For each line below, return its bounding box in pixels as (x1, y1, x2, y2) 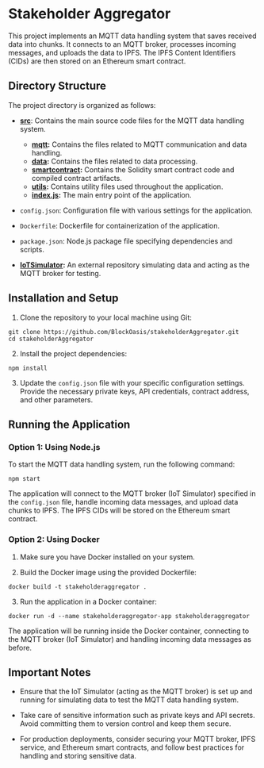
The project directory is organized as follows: (8, 100, 156, 109)
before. (8, 643, 33, 652)
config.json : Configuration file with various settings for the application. (19, 205, 253, 215)
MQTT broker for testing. (19, 268, 101, 278)
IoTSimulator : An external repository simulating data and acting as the (19, 259, 250, 270)
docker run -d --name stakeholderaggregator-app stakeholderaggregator (8, 612, 250, 620)
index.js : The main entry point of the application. (31, 190, 192, 199)
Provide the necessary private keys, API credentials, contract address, (19, 386, 250, 396)
